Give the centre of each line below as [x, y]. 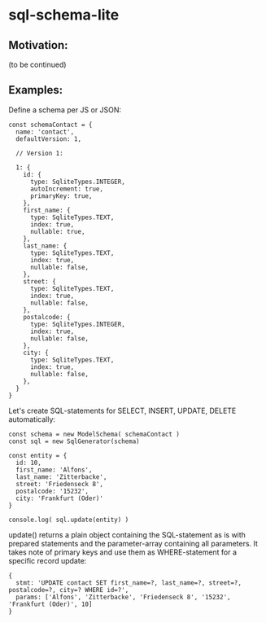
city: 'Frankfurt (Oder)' [60, 498]
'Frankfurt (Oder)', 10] [50, 604]
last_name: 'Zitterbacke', [61, 477]
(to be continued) [37, 64]
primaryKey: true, [61, 196]
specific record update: [48, 560]
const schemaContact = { [50, 125]
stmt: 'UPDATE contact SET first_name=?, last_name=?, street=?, [129, 583]
